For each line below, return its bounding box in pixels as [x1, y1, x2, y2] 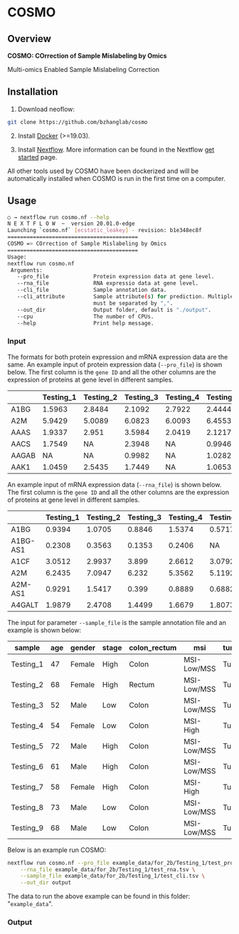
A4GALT [11, 599, 39, 609]
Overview [7, 33, 52, 45]
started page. [17, 152, 58, 161]
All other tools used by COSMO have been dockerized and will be [7, 167, 199, 175]
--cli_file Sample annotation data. [16, 286, 167, 294]
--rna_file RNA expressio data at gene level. [16, 280, 199, 287]
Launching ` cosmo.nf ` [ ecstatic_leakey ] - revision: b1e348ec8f [7, 227, 202, 234]
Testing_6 [11, 761, 44, 771]
